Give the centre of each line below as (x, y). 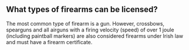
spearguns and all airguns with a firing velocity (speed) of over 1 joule (90, 30)
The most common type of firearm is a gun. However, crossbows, (85, 23)
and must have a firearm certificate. (49, 42)
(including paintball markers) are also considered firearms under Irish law (95, 36)
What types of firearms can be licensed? (82, 10)
